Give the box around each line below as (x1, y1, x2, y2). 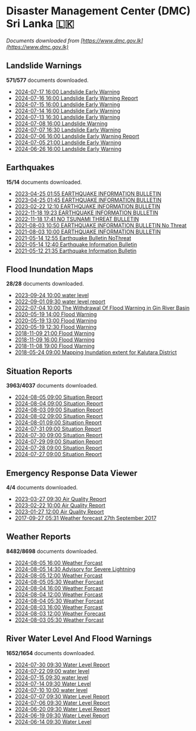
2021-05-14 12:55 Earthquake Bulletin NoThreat (14, 234, 132, 241)
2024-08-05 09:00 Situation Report (14, 394, 103, 401)
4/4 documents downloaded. (6, 484, 78, 491)
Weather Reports (6, 532, 71, 542)
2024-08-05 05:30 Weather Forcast (14, 578, 104, 585)
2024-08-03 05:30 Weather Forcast (14, 616, 104, 623)
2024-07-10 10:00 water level (14, 686, 88, 693)
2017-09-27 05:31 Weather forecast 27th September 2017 (14, 515, 157, 521)
